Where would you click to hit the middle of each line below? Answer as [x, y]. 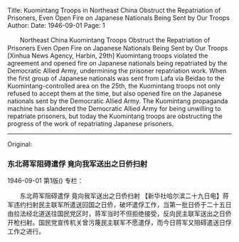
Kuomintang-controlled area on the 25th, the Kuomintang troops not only [114, 86]
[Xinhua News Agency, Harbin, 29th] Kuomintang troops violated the [108, 56]
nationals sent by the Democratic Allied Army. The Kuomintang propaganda [118, 101]
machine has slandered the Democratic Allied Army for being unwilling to [114, 109]
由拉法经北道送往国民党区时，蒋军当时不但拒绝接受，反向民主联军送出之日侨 [119, 214]
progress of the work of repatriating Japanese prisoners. [91, 123]
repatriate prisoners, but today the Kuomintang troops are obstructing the [115, 116]
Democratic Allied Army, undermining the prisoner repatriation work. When [117, 71]
